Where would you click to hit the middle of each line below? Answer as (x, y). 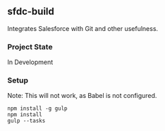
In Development (30, 62)
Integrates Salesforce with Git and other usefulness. (83, 28)
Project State (30, 46)
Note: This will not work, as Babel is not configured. (82, 96)
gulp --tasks (26, 121)
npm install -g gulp (38, 108)
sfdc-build (31, 12)
